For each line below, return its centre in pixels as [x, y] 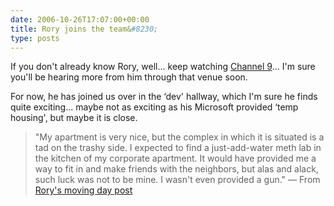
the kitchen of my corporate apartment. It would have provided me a [175, 158]
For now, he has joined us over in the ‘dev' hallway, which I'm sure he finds [164, 97]
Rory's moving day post [83, 190]
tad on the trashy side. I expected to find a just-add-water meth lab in [178, 148]
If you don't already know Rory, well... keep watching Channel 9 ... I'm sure [163, 67]
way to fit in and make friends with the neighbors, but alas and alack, [176, 169]
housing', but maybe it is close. [74, 118]
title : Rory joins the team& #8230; [84, 29]
